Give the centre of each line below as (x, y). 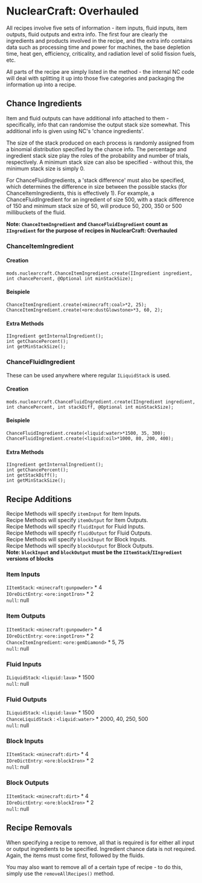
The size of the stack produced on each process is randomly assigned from (100, 143)
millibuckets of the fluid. (36, 212)
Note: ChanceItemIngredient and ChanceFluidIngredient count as (87, 224)
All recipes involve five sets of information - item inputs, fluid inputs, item (97, 28)
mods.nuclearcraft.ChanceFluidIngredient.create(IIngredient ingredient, (101, 402)
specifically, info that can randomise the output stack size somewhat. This (98, 125)
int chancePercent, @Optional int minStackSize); (70, 279)
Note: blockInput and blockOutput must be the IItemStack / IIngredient (94, 552)
